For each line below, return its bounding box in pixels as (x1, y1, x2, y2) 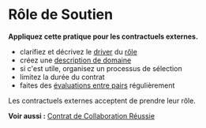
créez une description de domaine (19, 55, 132, 65)
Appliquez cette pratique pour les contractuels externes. (8, 32, 199, 41)
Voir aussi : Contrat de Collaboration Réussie (8, 111, 155, 120)
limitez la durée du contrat (19, 72, 105, 81)
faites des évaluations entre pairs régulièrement (19, 81, 175, 90)
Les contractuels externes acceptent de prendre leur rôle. (8, 96, 196, 105)
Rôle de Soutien (8, 6, 113, 24)
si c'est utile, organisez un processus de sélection (19, 63, 183, 73)
